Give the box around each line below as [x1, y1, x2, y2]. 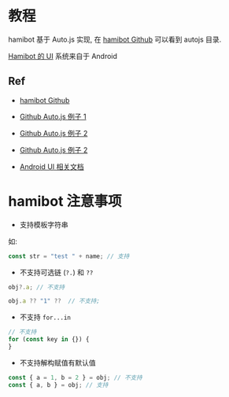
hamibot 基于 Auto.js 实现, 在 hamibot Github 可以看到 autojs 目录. [8, 35, 222, 44]
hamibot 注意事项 [8, 192, 122, 210]
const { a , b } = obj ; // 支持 [8, 380, 109, 389]
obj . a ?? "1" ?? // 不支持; [8, 297, 101, 305]
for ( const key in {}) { [8, 336, 90, 344]
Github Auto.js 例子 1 [19, 112, 87, 121]
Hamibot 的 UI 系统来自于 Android [8, 51, 118, 61]
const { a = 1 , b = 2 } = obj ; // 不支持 [8, 373, 143, 381]
